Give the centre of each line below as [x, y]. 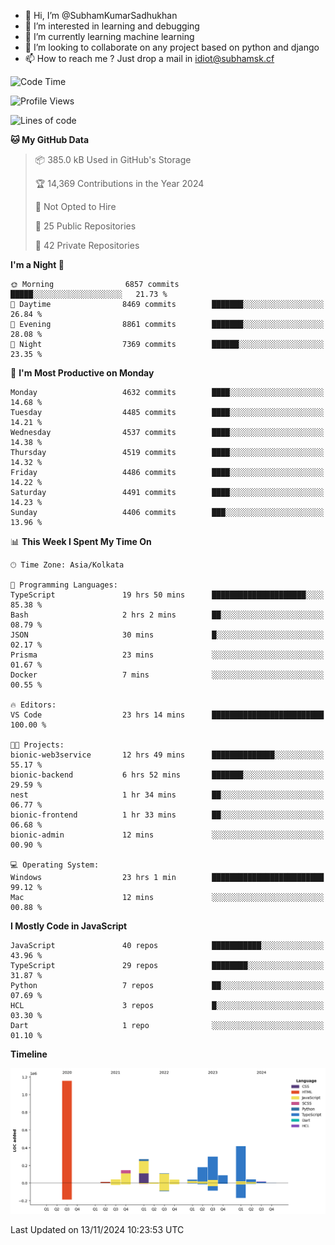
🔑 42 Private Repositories [87, 245]
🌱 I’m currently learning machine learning [109, 36]
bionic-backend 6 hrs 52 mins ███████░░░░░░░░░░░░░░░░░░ [167, 775]
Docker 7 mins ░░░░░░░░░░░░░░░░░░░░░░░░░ [167, 675]
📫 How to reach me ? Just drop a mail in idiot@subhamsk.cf [149, 58]
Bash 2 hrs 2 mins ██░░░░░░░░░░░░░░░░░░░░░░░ [167, 615]
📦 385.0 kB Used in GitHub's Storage [113, 159]
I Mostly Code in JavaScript [69, 926]
